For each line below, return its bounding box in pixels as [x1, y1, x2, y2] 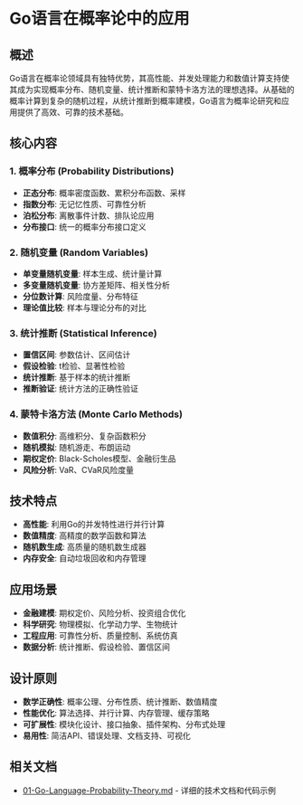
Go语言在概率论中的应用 [9, 8, 190, 29]
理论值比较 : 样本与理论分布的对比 [22, 302, 147, 313]
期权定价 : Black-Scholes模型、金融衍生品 [22, 453, 176, 464]
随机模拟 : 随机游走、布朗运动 [22, 441, 131, 452]
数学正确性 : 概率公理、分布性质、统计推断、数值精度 [22, 696, 218, 707]
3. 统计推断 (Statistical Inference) [9, 327, 157, 339]
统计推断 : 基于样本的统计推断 [22, 372, 131, 383]
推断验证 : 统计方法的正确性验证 [22, 384, 138, 394]
